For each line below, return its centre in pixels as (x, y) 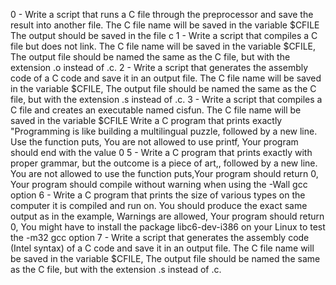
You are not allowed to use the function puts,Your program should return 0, (164, 173)
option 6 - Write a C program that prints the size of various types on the (158, 195)
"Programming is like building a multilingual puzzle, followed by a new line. (164, 131)
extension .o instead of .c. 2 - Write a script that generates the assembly (159, 67)
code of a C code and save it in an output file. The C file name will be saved (166, 78)
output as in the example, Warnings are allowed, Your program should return (167, 216)
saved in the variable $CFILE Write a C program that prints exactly (146, 120)
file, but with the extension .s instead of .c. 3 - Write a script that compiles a (166, 99)
